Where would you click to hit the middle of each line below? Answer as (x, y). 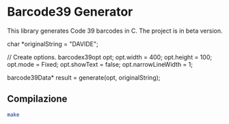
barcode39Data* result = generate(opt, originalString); (84, 77)
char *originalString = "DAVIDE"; (53, 44)
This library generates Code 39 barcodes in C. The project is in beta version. (115, 31)
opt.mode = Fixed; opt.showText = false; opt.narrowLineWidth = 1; (100, 64)
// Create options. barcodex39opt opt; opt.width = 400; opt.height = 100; (110, 57)
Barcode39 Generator (70, 12)
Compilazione (37, 99)
